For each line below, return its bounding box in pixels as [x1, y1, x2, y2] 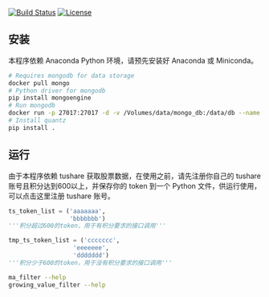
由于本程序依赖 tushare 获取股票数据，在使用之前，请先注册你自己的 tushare [8, 171, 261, 181]
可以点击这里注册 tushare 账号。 [8, 191, 115, 201]
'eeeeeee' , [72, 244, 110, 252]
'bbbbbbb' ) [69, 214, 106, 222]
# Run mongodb [8, 101, 56, 110]
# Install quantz [8, 116, 67, 124]
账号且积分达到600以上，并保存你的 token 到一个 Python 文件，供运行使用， [8, 181, 262, 190]
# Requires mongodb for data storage [8, 71, 135, 79]
